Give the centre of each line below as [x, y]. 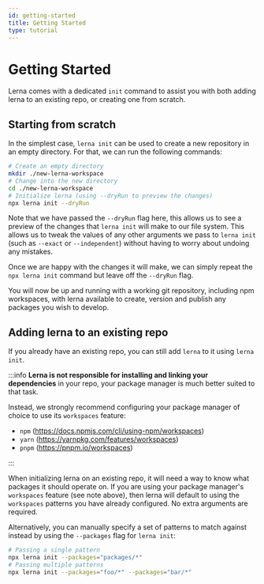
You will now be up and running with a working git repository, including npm [131, 291]
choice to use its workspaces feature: [67, 416]
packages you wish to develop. [59, 307]
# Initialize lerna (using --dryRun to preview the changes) [111, 196]
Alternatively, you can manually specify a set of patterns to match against [127, 527]
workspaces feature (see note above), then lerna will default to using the [124, 495]
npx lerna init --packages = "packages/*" [76, 558]
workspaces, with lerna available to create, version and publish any [117, 299]
